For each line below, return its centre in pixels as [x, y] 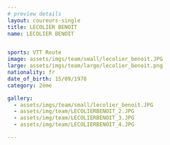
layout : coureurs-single [44, 21]
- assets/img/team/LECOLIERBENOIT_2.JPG [74, 111]
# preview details [34, 14]
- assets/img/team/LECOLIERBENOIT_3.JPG [74, 118]
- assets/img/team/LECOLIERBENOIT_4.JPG [74, 124]
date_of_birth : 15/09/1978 [47, 79]
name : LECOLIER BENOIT [41, 34]
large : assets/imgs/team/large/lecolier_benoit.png [85, 66]
